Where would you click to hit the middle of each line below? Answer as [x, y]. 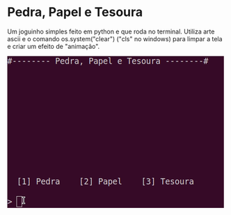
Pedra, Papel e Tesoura [75, 12]
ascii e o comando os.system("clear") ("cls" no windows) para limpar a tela [115, 38]
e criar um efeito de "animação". [54, 46]
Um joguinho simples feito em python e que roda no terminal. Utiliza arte [111, 31]
